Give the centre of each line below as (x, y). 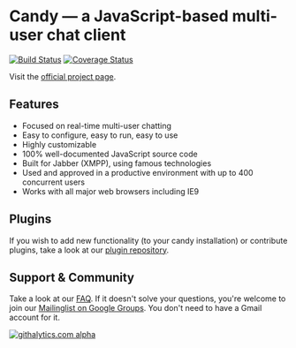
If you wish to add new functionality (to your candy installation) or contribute (148, 240)
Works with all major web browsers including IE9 (110, 191)
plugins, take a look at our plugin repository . (89, 250)
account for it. (34, 318)
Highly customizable (59, 144)
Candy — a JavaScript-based (119, 16)
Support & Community (72, 277)
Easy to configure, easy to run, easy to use (100, 135)
